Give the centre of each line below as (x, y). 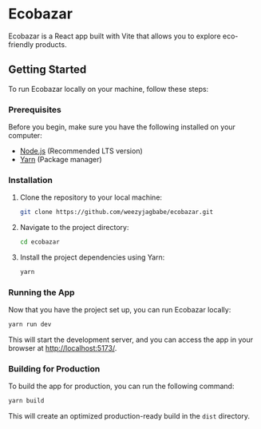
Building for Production (54, 369)
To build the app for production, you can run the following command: (121, 386)
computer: (25, 136)
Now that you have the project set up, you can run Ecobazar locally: (120, 310)
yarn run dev (30, 324)
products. (51, 44)
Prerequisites (35, 109)
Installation (31, 180)
